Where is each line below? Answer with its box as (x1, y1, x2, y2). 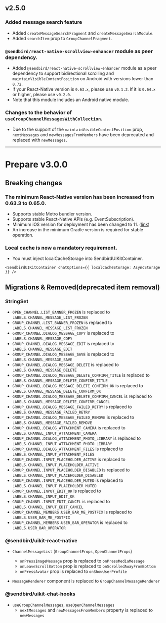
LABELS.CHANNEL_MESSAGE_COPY (12, 336, 73, 341)
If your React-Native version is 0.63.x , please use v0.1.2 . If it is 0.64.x (12, 86, 156, 92)
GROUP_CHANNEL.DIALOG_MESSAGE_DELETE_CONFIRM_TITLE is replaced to (12, 372, 150, 378)
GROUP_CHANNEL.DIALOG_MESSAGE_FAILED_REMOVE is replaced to (12, 415, 134, 420)
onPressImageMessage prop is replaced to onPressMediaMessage (19, 558, 145, 564)
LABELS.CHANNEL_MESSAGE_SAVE (12, 358, 73, 363)
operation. (12, 232, 34, 238)
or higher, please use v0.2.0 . (12, 91, 71, 97)
